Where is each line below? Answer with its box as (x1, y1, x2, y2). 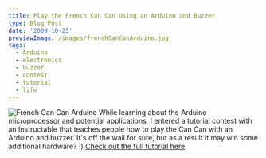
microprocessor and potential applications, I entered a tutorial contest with (8, 117, 252, 126)
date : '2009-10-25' (8, 26, 73, 34)
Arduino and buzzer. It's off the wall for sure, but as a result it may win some (8, 133, 259, 143)
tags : (8, 41, 26, 49)
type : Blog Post (8, 19, 62, 27)
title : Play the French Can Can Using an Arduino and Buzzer (8, 11, 216, 20)
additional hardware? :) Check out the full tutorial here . (8, 141, 187, 152)
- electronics (15, 57, 62, 65)
